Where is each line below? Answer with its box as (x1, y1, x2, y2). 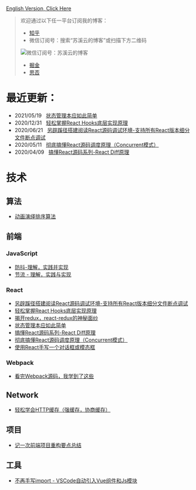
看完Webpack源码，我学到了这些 (14, 372, 94, 379)
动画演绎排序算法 (14, 213, 56, 220)
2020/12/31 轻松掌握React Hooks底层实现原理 (14, 119, 128, 126)
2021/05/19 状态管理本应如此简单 (14, 112, 98, 119)
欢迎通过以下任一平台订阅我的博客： (20, 17, 108, 24)
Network (6, 390, 39, 400)
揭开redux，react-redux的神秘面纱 (14, 314, 98, 321)
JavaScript (6, 250, 38, 258)
